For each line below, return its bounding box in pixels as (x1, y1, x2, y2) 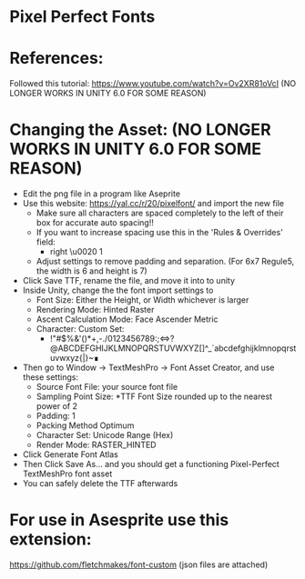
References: (9, 48, 104, 69)
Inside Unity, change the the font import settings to (22, 285, 214, 296)
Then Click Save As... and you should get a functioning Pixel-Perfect (22, 459, 280, 470)
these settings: (22, 372, 79, 383)
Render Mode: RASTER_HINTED (36, 439, 157, 451)
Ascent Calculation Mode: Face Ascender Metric (36, 314, 219, 324)
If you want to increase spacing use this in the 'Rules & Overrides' (36, 227, 284, 238)
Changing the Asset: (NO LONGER (9, 120, 271, 140)
